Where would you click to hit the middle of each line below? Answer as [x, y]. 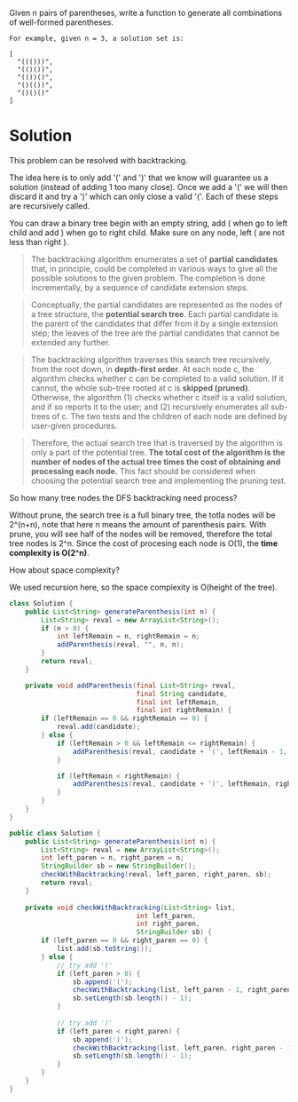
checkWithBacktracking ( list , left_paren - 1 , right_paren [182, 990]
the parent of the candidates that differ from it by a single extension [154, 323]
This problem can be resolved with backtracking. [98, 160]
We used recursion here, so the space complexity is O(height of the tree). [143, 587]
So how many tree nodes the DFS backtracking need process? [123, 497]
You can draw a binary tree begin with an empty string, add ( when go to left [149, 223]
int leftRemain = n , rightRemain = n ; [128, 637]
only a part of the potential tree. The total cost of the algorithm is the [158, 452]
